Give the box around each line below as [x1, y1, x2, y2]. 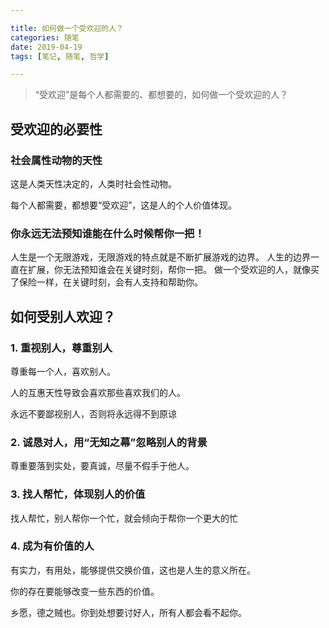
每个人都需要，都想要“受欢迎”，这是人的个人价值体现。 [10, 199, 238, 211]
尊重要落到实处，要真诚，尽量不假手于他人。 [10, 460, 195, 472]
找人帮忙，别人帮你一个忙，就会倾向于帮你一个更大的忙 [10, 512, 238, 524]
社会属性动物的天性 [10, 153, 103, 167]
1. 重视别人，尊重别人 [10, 341, 113, 355]
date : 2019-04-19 [10, 42, 83, 52]
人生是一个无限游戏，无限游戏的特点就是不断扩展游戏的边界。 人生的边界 [10, 251, 311, 263]
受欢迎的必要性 [10, 121, 103, 138]
